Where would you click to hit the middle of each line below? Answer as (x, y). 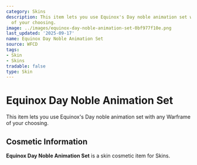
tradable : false (26, 66)
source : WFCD (22, 45)
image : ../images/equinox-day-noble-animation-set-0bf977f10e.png (89, 28)
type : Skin (19, 72)
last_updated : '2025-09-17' (40, 33)
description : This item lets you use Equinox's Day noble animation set (97, 17)
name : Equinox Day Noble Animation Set (55, 39)
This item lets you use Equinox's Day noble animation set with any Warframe (98, 117)
